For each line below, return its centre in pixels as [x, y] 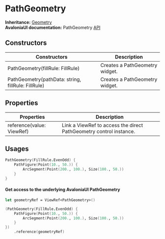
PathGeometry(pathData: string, [44, 79]
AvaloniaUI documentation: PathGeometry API [53, 27]
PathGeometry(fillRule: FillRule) [44, 68]
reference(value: [27, 125]
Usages [17, 149]
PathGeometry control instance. [99, 131]
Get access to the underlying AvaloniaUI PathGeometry [63, 190]
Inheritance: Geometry [28, 22]
